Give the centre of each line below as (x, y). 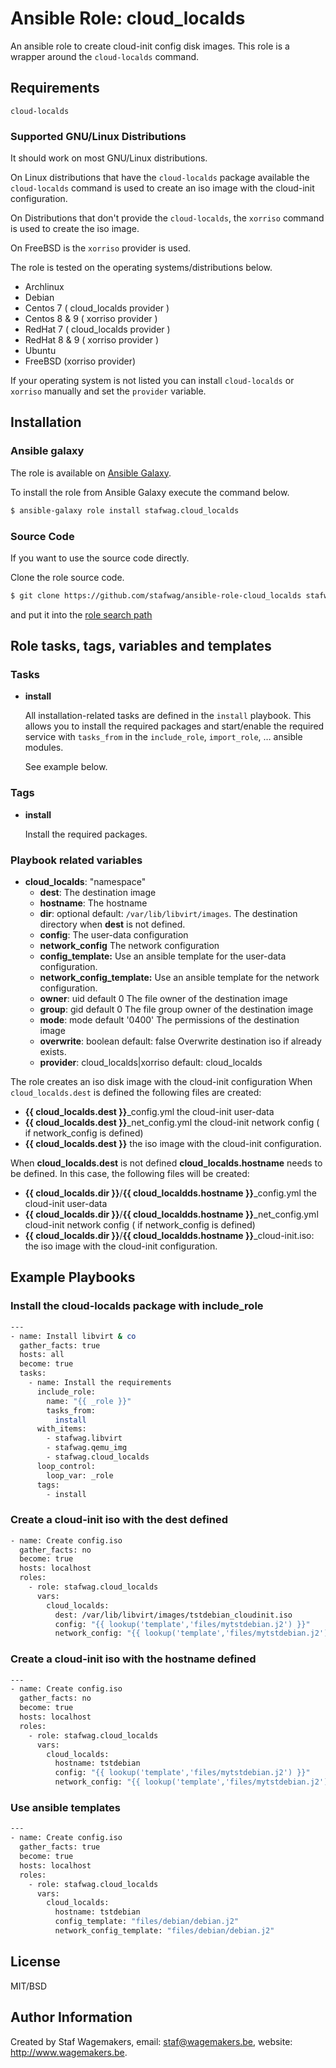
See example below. (66, 767)
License (35, 1962)
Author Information (71, 2017)
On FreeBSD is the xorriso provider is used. (101, 248)
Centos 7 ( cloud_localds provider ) (97, 308)
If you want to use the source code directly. (100, 558)
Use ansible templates (65, 1808)
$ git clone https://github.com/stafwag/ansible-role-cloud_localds (156, 595)
